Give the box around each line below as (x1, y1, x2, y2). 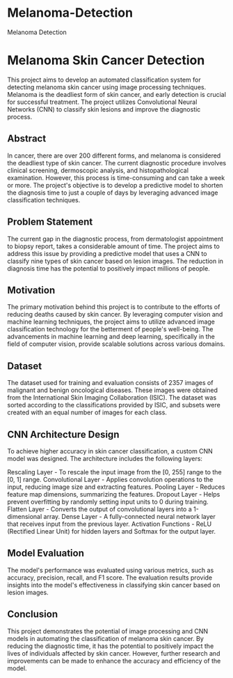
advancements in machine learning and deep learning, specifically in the (7, 333, 216, 341)
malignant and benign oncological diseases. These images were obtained (7, 386, 218, 395)
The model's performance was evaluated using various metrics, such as (7, 566, 214, 574)
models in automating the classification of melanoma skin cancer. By (7, 634, 204, 642)
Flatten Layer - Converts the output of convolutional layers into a (7, 504, 193, 513)
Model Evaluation (7, 548, 85, 559)
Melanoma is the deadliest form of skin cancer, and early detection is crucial (7, 90, 226, 98)
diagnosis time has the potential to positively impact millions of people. (7, 264, 210, 273)
